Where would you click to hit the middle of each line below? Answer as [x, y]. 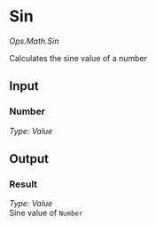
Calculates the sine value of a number [78, 58]
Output [29, 159]
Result [23, 184]
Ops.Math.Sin [34, 41]
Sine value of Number [46, 213]
